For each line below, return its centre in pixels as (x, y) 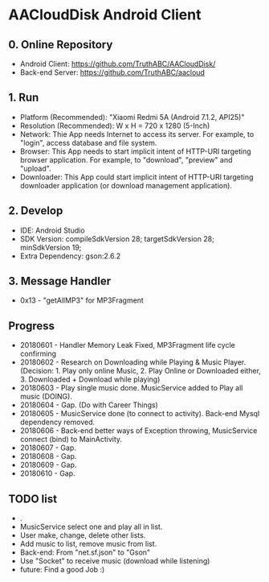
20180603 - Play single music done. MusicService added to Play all (131, 388)
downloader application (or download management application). (126, 185)
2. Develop (36, 211)
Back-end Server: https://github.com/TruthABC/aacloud (112, 72)
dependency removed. (57, 422)
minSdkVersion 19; (51, 247)
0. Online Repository (61, 45)
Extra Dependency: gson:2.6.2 (70, 256)
